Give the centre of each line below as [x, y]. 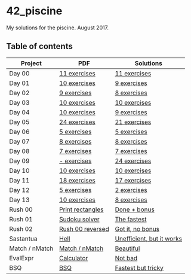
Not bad [126, 258]
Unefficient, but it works [148, 239]
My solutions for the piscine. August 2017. [58, 28]
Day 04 [19, 112]
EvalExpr [21, 258]
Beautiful [127, 248]
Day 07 [19, 141]
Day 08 [19, 151]
